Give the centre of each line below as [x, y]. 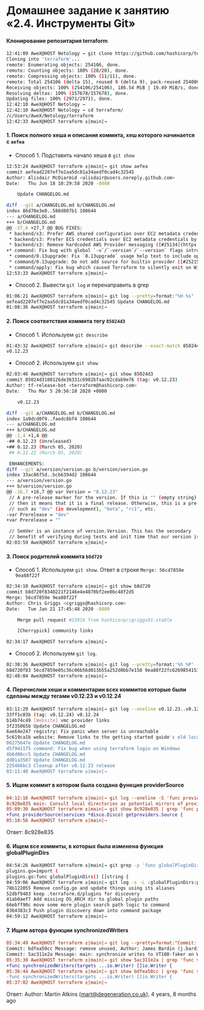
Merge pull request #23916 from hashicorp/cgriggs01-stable [95, 620]
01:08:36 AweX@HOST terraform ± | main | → [57, 307]
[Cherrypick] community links [56, 631]
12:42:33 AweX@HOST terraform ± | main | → [57, 121]
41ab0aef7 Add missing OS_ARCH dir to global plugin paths [83, 899]
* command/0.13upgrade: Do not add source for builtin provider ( [95, 262]
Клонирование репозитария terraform [57, 41]
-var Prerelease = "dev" [38, 515]
